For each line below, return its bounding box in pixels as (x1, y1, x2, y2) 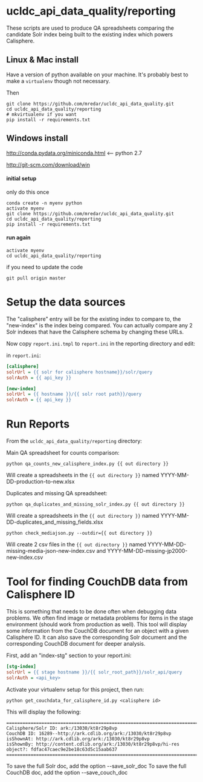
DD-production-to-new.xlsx (6, 478, 75, 486)
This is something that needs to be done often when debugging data (6, 608, 177, 615)
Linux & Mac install (6, 55, 79, 65)
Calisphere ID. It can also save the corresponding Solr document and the (6, 633, 187, 641)
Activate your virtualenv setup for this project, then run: (6, 686, 144, 693)
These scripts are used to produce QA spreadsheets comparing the (6, 24, 174, 32)
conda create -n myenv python (6, 200, 83, 206)
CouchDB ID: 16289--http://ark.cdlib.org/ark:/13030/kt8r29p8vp (6, 730, 172, 737)
